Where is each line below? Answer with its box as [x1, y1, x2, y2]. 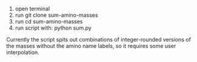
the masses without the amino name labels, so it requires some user [6, 42, 176, 49]
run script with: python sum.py [15, 24, 92, 31]
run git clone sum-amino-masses [15, 11, 98, 19]
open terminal [15, 5, 50, 12]
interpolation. [6, 49, 39, 56]
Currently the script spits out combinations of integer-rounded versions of [6, 36, 191, 43]
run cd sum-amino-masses [15, 18, 83, 25]
